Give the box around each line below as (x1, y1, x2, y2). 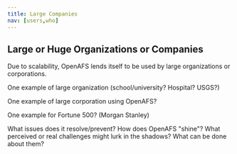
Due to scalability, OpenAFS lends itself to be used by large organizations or (7, 62, 231, 71)
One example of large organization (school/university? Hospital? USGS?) (7, 83, 220, 92)
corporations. (7, 70, 48, 78)
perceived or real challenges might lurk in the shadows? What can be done (7, 132, 227, 141)
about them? (7, 140, 45, 148)
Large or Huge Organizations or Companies (7, 43, 204, 55)
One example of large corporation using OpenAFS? (7, 97, 157, 106)
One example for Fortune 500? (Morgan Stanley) (7, 111, 149, 119)
